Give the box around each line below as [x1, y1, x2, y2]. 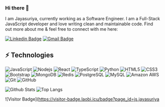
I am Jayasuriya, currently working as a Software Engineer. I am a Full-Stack [5, 16, 161, 22]
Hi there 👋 [5, 4, 30, 11]
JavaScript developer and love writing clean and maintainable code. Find [5, 21, 153, 27]
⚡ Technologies [5, 51, 54, 59]
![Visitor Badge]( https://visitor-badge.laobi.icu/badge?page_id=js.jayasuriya [5, 96, 160, 102]
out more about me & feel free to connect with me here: [5, 26, 118, 32]
